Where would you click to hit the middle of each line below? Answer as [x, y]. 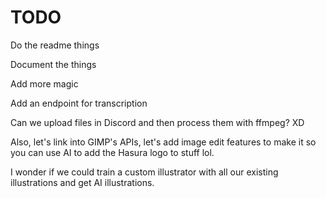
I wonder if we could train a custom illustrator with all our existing [144, 172]
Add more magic [44, 83]
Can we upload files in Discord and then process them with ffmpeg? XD [157, 122]
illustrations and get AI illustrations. [82, 182]
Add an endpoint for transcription [79, 103]
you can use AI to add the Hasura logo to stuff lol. [112, 152]
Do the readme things [55, 45]
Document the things [53, 64]
